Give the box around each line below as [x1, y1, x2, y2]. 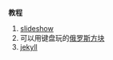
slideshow [19, 24, 54, 33]
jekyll [19, 42, 38, 51]
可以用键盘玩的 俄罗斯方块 [19, 34, 105, 42]
